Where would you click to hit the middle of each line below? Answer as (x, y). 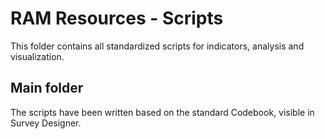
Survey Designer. (46, 123)
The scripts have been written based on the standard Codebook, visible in (162, 112)
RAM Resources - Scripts (117, 18)
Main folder (47, 88)
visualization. (37, 56)
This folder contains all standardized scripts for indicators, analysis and (157, 46)
